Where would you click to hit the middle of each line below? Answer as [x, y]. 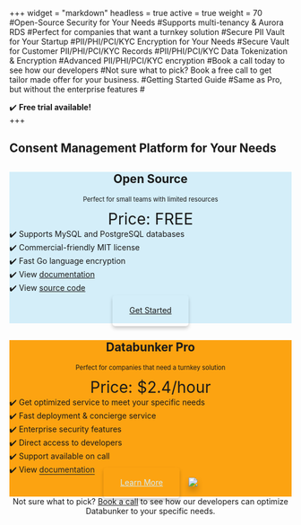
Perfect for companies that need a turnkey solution [150, 368]
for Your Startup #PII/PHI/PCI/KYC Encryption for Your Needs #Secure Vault [149, 41]
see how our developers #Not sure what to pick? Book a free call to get [141, 70]
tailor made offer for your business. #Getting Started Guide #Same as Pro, [146, 79]
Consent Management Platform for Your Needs [143, 149]
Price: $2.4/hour [150, 387]
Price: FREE [150, 219]
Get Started [150, 311]
